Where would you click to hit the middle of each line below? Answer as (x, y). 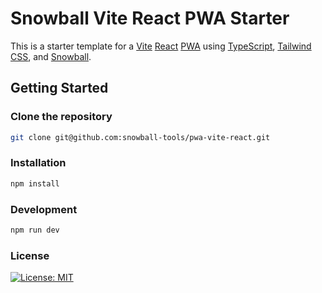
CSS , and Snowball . (51, 56)
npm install (35, 183)
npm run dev (35, 230)
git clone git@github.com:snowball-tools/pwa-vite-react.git (140, 137)
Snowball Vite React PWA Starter (150, 18)
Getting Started (59, 88)
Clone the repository (61, 117)
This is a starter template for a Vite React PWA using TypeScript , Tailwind (161, 46)
